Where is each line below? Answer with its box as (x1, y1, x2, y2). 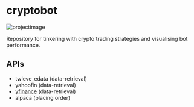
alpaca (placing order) (15, 94, 71, 101)
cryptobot (6, 4, 58, 17)
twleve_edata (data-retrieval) (15, 75, 88, 82)
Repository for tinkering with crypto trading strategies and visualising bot (6, 35, 188, 42)
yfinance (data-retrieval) (15, 88, 76, 95)
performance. (6, 41, 40, 49)
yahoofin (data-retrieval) (15, 81, 77, 88)
